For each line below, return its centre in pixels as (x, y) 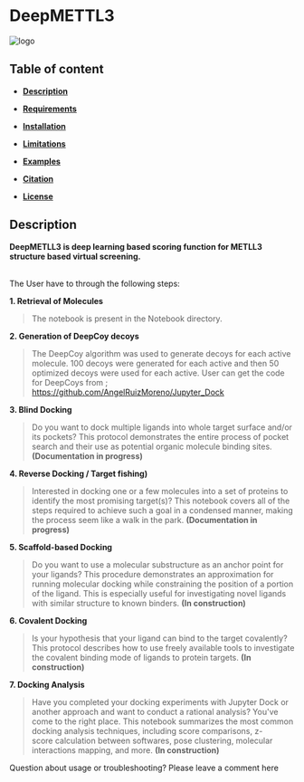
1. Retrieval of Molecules (57, 300)
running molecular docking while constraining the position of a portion (162, 584)
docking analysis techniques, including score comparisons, (142, 730)
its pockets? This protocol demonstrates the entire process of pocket (160, 436)
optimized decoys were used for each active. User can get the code (158, 373)
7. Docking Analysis (47, 684)
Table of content (57, 69)
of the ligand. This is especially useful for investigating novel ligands (159, 593)
